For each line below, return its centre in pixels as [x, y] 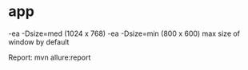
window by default [39, 41]
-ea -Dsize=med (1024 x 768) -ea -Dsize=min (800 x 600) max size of [124, 33]
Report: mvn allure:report [50, 57]
